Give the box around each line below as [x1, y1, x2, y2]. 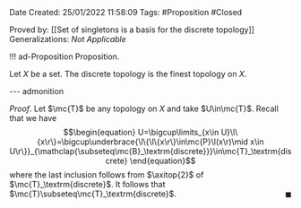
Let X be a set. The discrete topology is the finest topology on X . [9, 69, 247, 79]
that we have [9, 113, 57, 123]
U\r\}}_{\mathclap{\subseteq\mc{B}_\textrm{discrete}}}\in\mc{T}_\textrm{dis [9, 146, 292, 156]
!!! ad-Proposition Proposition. [9, 51, 120, 62]
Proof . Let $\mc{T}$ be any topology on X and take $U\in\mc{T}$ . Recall [9, 103, 279, 114]
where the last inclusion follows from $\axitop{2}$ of [9, 169, 204, 180]
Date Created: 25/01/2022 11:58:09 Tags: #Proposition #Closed [9, 7, 243, 17]
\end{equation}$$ [129, 155, 196, 166]
